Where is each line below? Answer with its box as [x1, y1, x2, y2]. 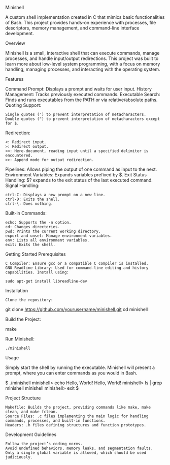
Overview [5, 40, 25, 46]
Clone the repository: [5, 297, 53, 302]
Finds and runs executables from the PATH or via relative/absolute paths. [5, 97, 158, 103]
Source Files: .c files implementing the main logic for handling [5, 414, 149, 419]
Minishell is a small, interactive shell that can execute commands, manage [5, 50, 160, 56]
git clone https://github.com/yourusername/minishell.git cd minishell [5, 306, 148, 312]
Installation [5, 288, 28, 294]
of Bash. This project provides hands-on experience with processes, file [5, 20, 156, 25]
